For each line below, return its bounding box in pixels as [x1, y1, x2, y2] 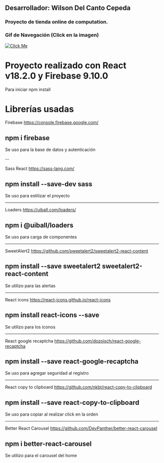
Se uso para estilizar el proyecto [5, 193, 70, 199]
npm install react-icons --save [5, 311, 100, 319]
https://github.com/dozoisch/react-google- [54, 338, 141, 344]
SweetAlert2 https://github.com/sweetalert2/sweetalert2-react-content [5, 248, 148, 253]
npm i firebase [5, 134, 50, 142]
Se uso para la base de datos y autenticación [5, 147, 96, 153]
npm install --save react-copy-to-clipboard [5, 398, 140, 407]
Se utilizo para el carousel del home [5, 452, 77, 458]
